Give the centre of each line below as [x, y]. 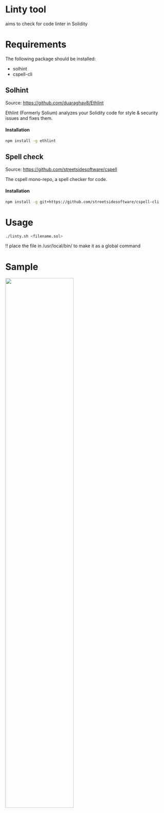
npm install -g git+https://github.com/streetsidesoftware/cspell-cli [82, 202]
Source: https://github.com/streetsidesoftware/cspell [61, 169]
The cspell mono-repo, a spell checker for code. [56, 179]
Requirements [36, 44]
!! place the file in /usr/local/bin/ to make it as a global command [73, 246]
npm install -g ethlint [31, 141]
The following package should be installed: [50, 59]
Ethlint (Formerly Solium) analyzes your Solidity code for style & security [82, 113]
